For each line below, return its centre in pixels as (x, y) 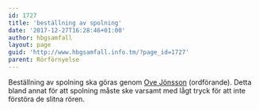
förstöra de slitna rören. (47, 99)
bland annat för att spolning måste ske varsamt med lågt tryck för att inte (127, 90)
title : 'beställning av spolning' (65, 23)
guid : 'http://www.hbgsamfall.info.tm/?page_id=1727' (99, 52)
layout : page (30, 45)
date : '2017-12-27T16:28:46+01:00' (67, 30)
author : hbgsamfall (40, 38)
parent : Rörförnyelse (44, 60)
